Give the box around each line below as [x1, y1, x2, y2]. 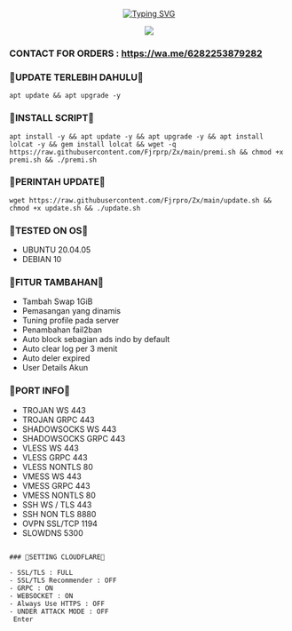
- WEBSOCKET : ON [9, 591, 74, 600]
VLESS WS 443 [21, 443, 80, 453]
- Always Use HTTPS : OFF [9, 599, 105, 608]
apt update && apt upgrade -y [9, 92, 122, 100]
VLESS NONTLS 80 [21, 461, 93, 472]
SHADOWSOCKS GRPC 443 [21, 433, 126, 443]
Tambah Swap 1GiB [21, 296, 93, 307]
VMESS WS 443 [21, 471, 82, 482]
